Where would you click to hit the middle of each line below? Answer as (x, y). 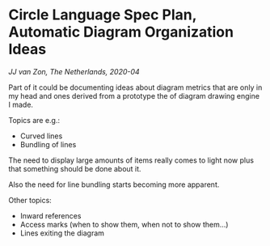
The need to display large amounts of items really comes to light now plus (131, 160)
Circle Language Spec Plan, (102, 15)
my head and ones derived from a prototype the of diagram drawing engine (134, 95)
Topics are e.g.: (34, 120)
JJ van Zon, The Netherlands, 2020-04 (74, 71)
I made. (21, 104)
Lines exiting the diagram (62, 233)
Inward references (51, 215)
